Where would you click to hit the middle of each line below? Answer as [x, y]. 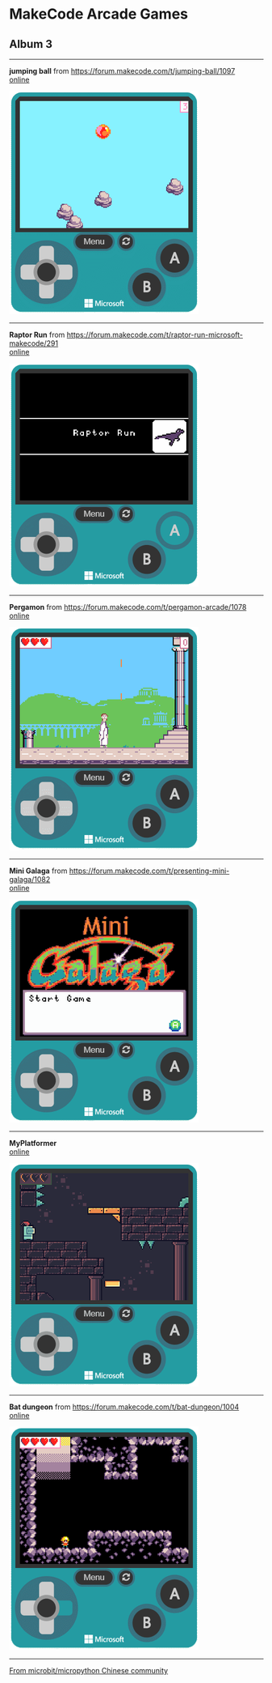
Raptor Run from [37, 334]
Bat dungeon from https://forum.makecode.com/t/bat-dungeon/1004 [124, 1407]
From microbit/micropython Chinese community [89, 1670]
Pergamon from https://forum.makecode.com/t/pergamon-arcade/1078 [128, 607]
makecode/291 [34, 343]
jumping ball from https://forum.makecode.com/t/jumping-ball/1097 [122, 71]
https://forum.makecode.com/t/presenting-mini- [149, 871]
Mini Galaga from [38, 871]
